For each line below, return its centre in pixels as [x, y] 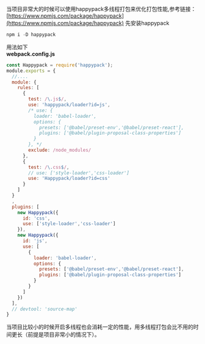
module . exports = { [31, 71]
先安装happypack [147, 23]
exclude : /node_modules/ [60, 150]
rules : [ [28, 88]
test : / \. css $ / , [49, 167]
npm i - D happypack [31, 35]
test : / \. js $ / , [48, 99]
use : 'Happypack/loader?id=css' [70, 179]
